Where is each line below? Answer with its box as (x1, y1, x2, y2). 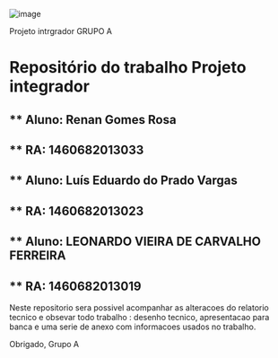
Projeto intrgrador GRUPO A (9, 26, 112, 36)
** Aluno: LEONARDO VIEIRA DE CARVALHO (9, 234, 262, 249)
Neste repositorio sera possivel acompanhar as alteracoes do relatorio (9, 301, 269, 313)
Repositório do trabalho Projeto (9, 57, 247, 78)
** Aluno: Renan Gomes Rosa (9, 112, 177, 127)
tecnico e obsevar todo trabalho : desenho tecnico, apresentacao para (9, 311, 270, 322)
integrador (9, 76, 90, 97)
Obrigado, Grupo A (9, 338, 80, 349)
